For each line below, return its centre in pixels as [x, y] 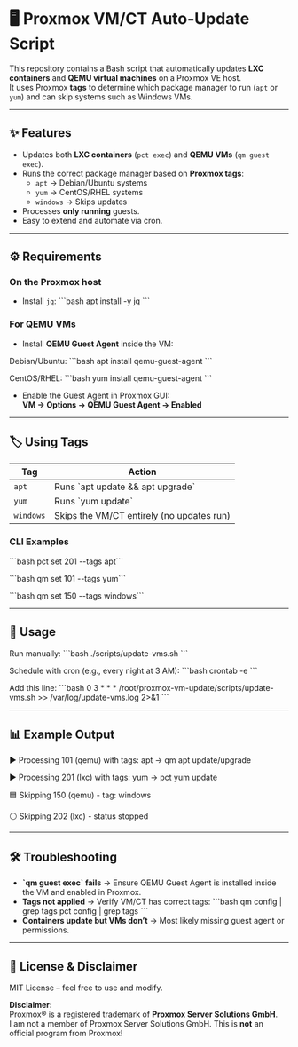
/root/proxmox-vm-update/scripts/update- [196, 687]
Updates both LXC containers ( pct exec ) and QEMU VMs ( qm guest [146, 155]
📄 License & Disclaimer [74, 966]
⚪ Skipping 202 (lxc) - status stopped [79, 816]
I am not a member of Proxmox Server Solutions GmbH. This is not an [137, 1024]
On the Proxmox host [55, 282]
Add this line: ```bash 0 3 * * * [63, 687]
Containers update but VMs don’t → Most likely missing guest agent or [153, 921]
